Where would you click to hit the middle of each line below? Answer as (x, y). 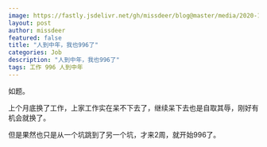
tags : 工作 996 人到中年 (46, 68)
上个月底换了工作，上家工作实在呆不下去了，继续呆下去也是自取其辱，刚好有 (133, 107)
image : (19, 15)
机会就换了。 (29, 118)
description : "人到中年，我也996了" (64, 60)
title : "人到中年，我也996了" (54, 45)
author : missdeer (37, 30)
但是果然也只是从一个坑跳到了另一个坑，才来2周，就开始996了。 (114, 134)
